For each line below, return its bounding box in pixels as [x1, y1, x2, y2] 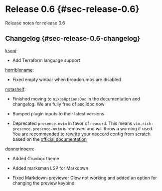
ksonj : [5, 47, 18, 53]
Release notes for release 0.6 [5, 20, 66, 26]
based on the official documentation [12, 136, 87, 142]
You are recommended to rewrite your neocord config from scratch [12, 131, 151, 137]
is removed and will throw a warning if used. [63, 125, 154, 131]
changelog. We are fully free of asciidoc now [12, 101, 105, 107]
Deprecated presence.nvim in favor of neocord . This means [12, 120, 133, 126]
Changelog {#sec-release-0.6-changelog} [5, 34, 141, 43]
